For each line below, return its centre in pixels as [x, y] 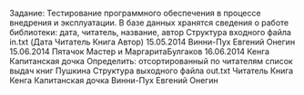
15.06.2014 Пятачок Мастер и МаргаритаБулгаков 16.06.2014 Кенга [140, 52]
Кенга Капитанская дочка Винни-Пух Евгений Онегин [114, 80]
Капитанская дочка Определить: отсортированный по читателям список [151, 61]
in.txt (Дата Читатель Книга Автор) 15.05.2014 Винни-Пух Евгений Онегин [152, 42]
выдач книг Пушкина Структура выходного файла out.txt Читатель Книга [152, 71]
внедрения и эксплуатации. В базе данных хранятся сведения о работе [149, 23]
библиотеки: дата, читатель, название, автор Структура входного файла [150, 32]
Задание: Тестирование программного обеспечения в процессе [135, 13]
